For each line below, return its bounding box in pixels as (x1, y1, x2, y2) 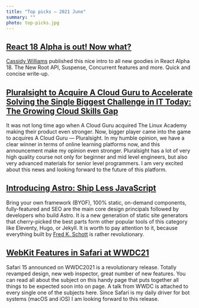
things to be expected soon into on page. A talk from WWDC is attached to (6, 282, 188, 290)
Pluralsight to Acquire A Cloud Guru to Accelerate (6, 87, 193, 98)
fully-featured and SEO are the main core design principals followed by (6, 205, 179, 212)
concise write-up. (6, 70, 49, 77)
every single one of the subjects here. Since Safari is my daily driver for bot (6, 289, 190, 296)
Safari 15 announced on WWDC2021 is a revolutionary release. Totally (6, 263, 176, 271)
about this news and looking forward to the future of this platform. (6, 166, 167, 173)
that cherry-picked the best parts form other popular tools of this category (6, 218, 188, 225)
